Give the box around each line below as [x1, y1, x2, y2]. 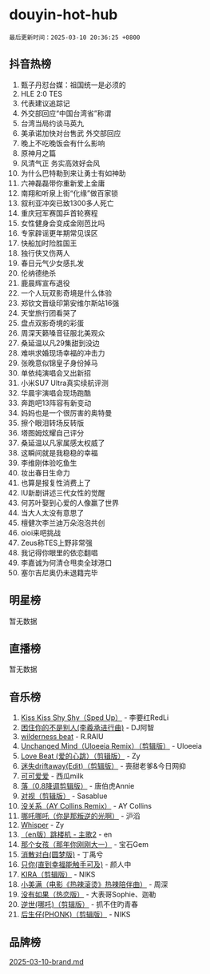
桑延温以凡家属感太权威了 [20, 438, 105, 447]
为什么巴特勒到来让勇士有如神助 [20, 168, 126, 177]
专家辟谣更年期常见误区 [20, 228, 98, 237]
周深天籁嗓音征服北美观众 [20, 328, 105, 337]
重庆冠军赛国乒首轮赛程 [20, 208, 98, 217]
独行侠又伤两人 [20, 248, 70, 257]
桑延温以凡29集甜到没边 [20, 338, 101, 348]
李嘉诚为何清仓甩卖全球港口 [20, 558, 113, 567]
